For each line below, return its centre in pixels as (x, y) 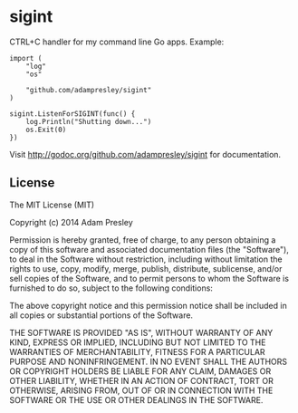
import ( (26, 58)
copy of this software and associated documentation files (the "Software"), (149, 249)
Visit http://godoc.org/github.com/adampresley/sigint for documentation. (145, 154)
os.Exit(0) (46, 130)
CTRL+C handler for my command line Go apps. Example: (117, 42)
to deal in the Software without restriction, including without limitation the (146, 259)
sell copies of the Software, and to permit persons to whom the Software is (149, 278)
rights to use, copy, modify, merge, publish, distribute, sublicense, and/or (146, 268)
